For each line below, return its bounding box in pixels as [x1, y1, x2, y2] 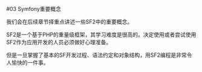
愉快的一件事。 [11, 59, 49, 66]
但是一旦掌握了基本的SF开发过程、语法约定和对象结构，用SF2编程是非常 [6, 51, 187, 59]
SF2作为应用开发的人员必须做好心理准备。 [6, 39, 112, 45]
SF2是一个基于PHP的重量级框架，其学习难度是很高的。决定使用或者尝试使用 [6, 31, 197, 38]
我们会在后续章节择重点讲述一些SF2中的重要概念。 [6, 18, 133, 25]
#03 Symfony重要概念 [6, 5, 62, 12]
